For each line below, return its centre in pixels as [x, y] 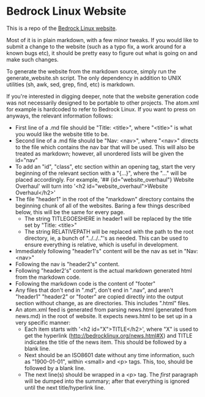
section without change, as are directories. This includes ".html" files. [102, 303]
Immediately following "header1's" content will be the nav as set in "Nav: [106, 251]
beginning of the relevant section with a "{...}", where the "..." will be [101, 173]
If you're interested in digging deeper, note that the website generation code [102, 96]
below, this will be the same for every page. [70, 212]
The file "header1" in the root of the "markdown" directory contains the [105, 199]
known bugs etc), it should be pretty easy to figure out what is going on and [102, 53]
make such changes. [33, 59]
